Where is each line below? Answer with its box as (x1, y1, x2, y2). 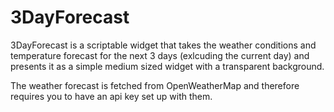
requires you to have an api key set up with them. (10, 90, 213, 102)
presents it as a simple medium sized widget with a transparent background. (10, 60, 325, 72)
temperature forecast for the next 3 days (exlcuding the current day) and (10, 49, 310, 61)
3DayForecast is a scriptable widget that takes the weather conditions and (10, 39, 317, 51)
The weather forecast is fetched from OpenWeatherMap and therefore (10, 79, 300, 91)
